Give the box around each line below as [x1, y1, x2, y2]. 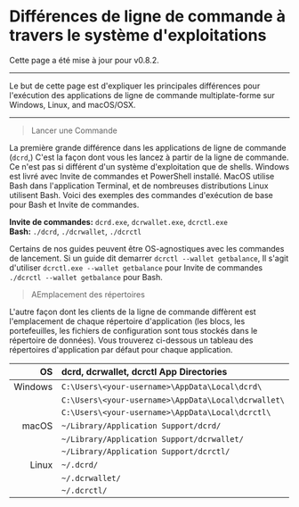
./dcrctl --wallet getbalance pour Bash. [9, 271, 163, 282]
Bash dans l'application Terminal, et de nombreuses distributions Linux [9, 180, 269, 191]
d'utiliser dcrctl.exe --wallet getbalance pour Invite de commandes [9, 262, 263, 273]
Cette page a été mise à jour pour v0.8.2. [9, 54, 159, 65]
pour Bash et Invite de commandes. [9, 199, 140, 210]
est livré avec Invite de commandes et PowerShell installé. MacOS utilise [9, 170, 275, 181]
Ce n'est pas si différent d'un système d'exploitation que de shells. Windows [9, 161, 290, 171]
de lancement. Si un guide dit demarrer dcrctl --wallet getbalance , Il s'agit [9, 253, 289, 263]
